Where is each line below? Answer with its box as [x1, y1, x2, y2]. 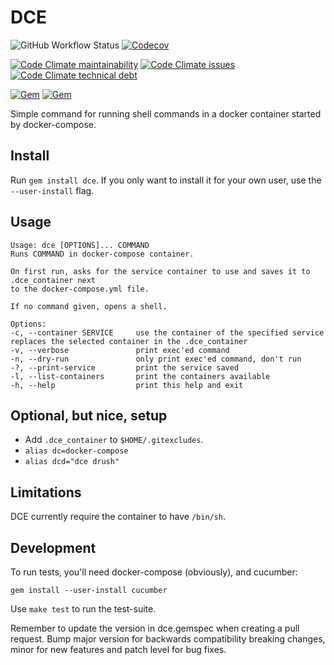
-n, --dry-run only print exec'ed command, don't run [10, 354, 302, 364]
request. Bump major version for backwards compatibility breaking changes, [10, 633, 326, 645]
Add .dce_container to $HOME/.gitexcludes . [24, 434, 204, 446]
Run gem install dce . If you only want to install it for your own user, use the [10, 174, 322, 186]
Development [10, 539, 97, 556]
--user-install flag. [10, 184, 95, 196]
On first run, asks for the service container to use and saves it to [10, 266, 311, 276]
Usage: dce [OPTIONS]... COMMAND [10, 240, 150, 250]
